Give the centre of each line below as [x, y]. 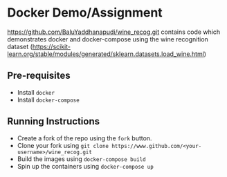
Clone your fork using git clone [63, 145]
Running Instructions [54, 121]
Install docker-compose [48, 100]
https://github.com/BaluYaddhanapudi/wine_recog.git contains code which [113, 32]
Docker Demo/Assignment [85, 13]
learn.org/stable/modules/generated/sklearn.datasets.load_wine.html [106, 54]
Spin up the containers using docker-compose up [85, 166]
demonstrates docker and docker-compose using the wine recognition [108, 39]
